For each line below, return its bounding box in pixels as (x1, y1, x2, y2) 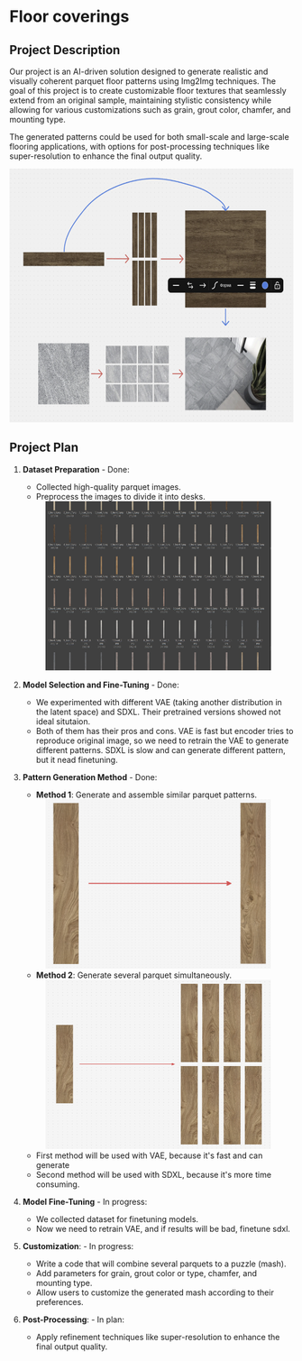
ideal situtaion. (35, 715, 91, 727)
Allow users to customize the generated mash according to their (35, 1287, 275, 1298)
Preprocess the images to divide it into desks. (35, 491, 206, 501)
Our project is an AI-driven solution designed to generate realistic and (9, 66, 269, 77)
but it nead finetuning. (35, 754, 119, 765)
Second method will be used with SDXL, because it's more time (35, 1169, 272, 1180)
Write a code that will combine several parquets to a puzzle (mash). (35, 1258, 287, 1269)
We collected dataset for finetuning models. (35, 1213, 199, 1224)
